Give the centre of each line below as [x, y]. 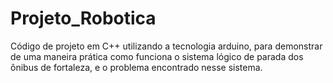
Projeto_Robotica [83, 18]
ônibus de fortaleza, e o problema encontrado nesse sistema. [136, 67]
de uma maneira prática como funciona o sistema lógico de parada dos [157, 56]
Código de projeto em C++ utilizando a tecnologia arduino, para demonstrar [166, 46]
